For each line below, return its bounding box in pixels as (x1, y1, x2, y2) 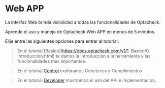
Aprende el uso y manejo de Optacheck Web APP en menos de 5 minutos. (5, 29, 156, 34)
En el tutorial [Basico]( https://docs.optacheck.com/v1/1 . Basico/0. (17, 48, 150, 54)
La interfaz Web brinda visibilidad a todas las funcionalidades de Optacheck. (5, 19, 161, 25)
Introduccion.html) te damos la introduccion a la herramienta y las (17, 53, 151, 59)
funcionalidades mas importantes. (17, 58, 87, 64)
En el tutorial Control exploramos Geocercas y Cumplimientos (17, 67, 142, 74)
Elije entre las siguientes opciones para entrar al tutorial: (5, 38, 119, 44)
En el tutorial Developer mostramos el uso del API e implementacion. (17, 77, 156, 83)
